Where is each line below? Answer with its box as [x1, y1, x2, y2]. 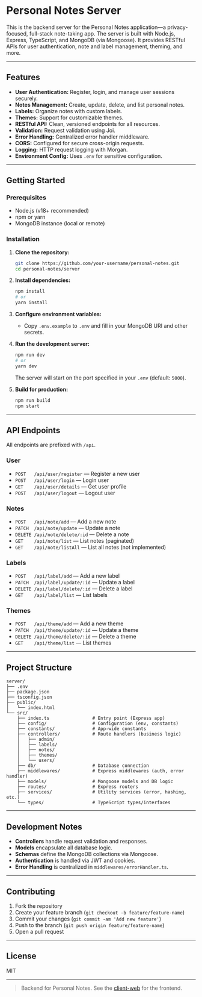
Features [6, 72, 40, 83]
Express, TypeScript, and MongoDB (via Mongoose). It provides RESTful [6, 36, 185, 43]
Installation [6, 235, 40, 243]
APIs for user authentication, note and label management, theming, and [6, 43, 183, 50]
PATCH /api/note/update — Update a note [14, 524, 121, 531]
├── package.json [6, 689, 50, 695]
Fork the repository [14, 902, 63, 910]
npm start [14, 403, 40, 409]
